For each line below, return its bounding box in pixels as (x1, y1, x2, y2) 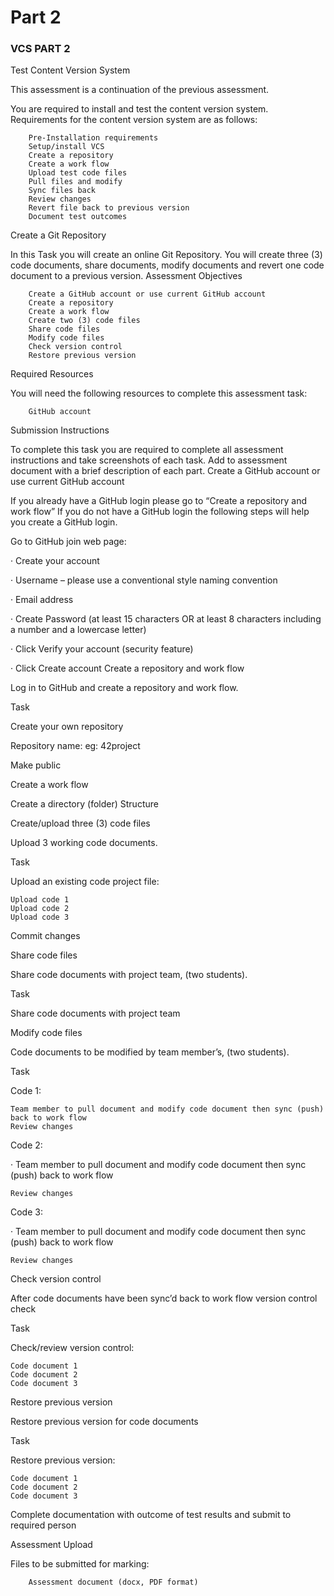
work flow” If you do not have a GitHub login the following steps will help (10, 506, 310, 518)
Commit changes (10, 930, 81, 942)
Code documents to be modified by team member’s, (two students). (10, 1046, 290, 1058)
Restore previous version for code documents (10, 1416, 199, 1428)
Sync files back (28, 186, 97, 196)
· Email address (10, 594, 74, 606)
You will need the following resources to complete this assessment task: (10, 387, 308, 400)
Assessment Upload (10, 1539, 93, 1551)
